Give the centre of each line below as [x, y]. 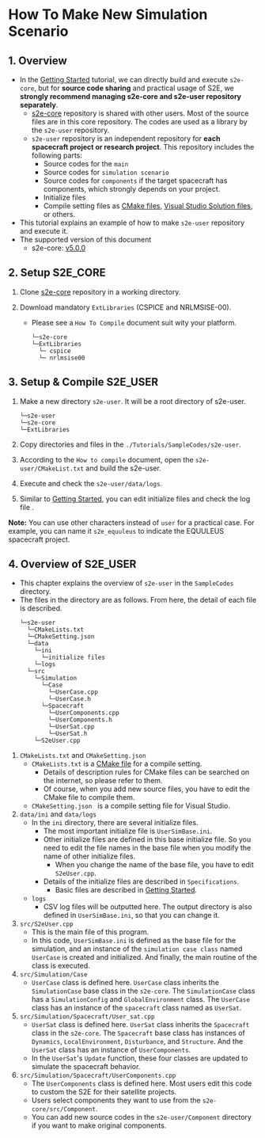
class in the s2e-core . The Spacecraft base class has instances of [138, 1033]
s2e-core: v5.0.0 [59, 248]
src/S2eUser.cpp [46, 924]
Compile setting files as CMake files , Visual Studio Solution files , [148, 206]
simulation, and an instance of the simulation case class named [137, 949]
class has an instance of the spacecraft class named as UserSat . [136, 1008]
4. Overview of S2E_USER [72, 564]
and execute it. [44, 231]
